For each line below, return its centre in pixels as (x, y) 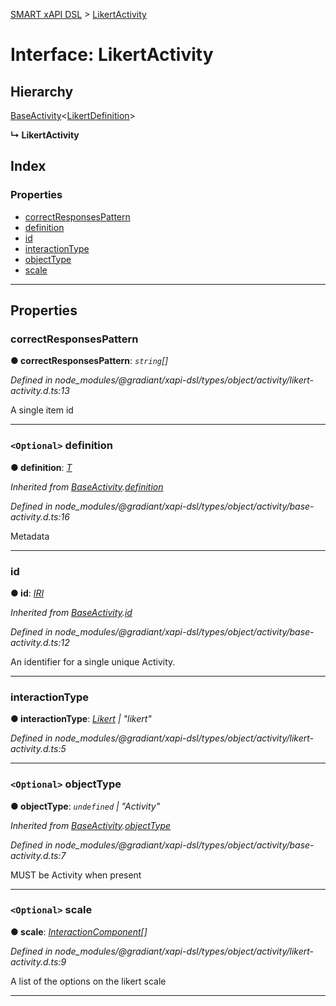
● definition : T (41, 467)
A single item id (42, 410)
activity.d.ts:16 (40, 516)
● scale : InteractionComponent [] (79, 931)
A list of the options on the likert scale (88, 981)
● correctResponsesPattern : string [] (89, 361)
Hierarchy (42, 91)
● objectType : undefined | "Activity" (85, 806)
